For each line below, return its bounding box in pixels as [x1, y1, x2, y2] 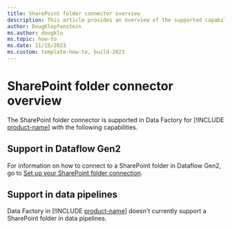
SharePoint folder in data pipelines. [7, 215, 107, 223]
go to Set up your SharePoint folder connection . [7, 168, 143, 177]
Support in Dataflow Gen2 [7, 143, 121, 155]
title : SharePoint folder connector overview [7, 10, 140, 17]
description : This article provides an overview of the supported [7, 17, 202, 23]
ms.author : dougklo [7, 29, 64, 37]
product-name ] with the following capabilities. [7, 123, 138, 131]
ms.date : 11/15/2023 [7, 42, 67, 49]
